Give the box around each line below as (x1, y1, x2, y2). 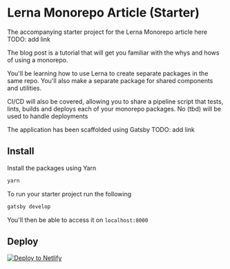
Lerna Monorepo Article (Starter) (7, 5, 200, 21)
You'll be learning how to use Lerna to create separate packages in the (7, 69, 209, 77)
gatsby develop (7, 203, 51, 210)
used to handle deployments (7, 112, 88, 120)
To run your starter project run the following (7, 189, 132, 198)
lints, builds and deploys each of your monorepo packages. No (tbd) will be (7, 104, 222, 113)
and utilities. (7, 84, 42, 92)
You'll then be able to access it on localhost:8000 (7, 216, 148, 224)
